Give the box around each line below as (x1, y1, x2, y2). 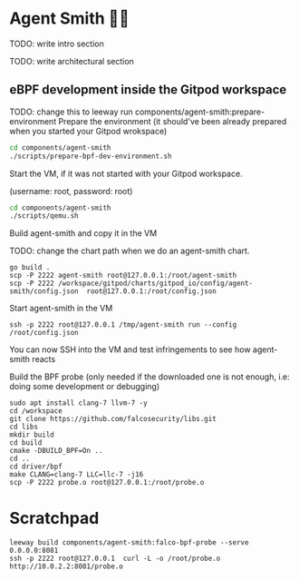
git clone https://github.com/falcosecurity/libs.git (9, 415, 217, 424)
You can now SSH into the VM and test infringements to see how (9, 344, 251, 355)
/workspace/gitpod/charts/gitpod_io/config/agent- (57, 279, 254, 289)
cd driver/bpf (9, 462, 63, 471)
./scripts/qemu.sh (9, 211, 79, 221)
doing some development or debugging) (9, 381, 160, 392)
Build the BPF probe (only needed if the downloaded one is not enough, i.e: (9, 371, 290, 382)
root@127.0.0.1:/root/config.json (86, 287, 217, 296)
